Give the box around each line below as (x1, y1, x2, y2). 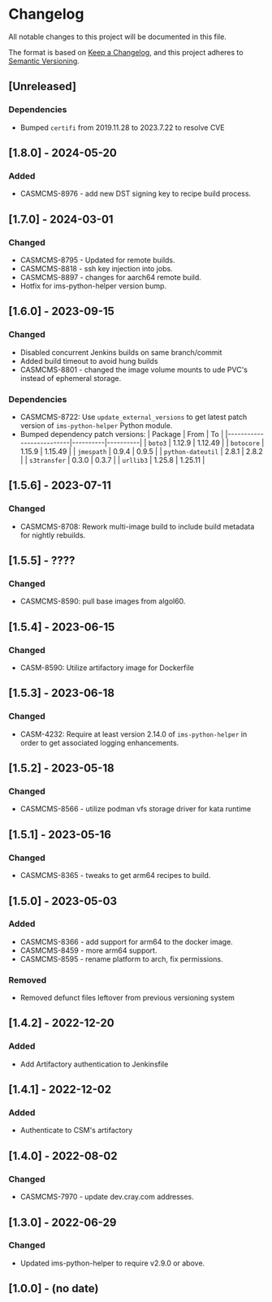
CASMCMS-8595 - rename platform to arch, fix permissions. (19, 954, 223, 963)
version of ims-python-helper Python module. (19, 420, 173, 430)
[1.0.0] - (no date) (8, 1282, 99, 1296)
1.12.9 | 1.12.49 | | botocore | (173, 438, 265, 448)
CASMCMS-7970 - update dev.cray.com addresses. (19, 1192, 195, 1202)
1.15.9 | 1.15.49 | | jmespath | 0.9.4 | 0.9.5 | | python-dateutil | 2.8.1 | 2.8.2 (19, 446, 264, 456)
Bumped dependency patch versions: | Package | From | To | (19, 429, 224, 439)
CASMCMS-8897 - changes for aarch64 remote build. (19, 273, 201, 282)
